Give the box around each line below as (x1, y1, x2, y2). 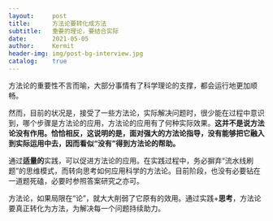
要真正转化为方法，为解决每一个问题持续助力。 (8, 203, 165, 213)
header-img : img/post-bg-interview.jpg (8, 50, 144, 58)
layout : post (8, 11, 67, 20)
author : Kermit (8, 42, 75, 50)
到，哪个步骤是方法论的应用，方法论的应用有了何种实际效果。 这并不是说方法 (8, 118, 265, 128)
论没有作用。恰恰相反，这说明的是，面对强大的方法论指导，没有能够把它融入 (8, 128, 265, 138)
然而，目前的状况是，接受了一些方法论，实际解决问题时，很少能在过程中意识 (8, 107, 265, 118)
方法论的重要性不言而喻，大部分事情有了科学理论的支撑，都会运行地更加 (8, 80, 250, 90)
